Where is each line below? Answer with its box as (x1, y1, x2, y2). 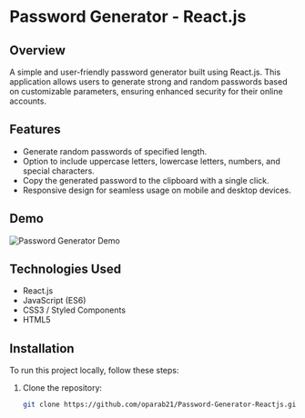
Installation (9, 341, 75, 356)
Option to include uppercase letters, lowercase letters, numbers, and (22, 155, 280, 166)
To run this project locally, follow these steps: (9, 365, 179, 376)
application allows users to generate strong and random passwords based (9, 76, 288, 87)
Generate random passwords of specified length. (22, 145, 208, 156)
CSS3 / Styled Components (22, 304, 126, 315)
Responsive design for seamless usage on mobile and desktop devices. (22, 184, 291, 195)
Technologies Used (9, 262, 121, 277)
